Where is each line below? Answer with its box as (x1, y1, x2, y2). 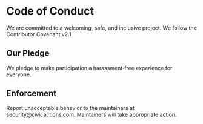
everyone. (6, 71, 32, 78)
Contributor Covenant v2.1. (6, 30, 73, 38)
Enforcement (6, 88, 56, 99)
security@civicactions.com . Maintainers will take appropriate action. (6, 111, 177, 118)
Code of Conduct (6, 4, 94, 18)
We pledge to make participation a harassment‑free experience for (6, 64, 173, 71)
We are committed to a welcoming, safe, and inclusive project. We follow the (6, 24, 197, 31)
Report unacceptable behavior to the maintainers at (6, 104, 135, 111)
